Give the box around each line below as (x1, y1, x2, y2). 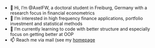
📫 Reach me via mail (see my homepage (10, 37, 96, 42)
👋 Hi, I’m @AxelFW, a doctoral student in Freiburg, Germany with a (10, 5, 147, 10)
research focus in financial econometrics (10, 10, 95, 16)
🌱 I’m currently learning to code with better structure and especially (10, 26, 150, 32)
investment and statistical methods (10, 20, 83, 26)
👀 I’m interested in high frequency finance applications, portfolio (10, 15, 143, 21)
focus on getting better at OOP (10, 31, 74, 37)
